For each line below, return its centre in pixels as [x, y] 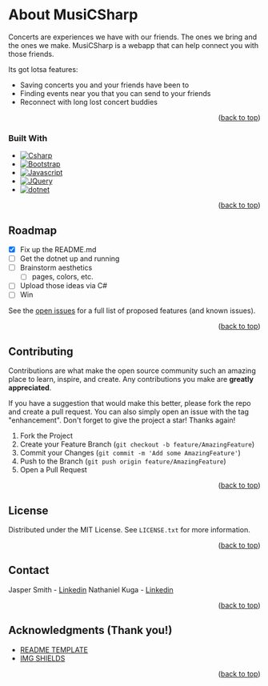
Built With [28, 138]
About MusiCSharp [73, 15]
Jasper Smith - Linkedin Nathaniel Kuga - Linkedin [91, 589]
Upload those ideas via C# [64, 286]
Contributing [41, 351]
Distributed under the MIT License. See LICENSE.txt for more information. [129, 530]
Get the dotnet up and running [70, 259]
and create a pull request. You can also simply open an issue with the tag [129, 412]
